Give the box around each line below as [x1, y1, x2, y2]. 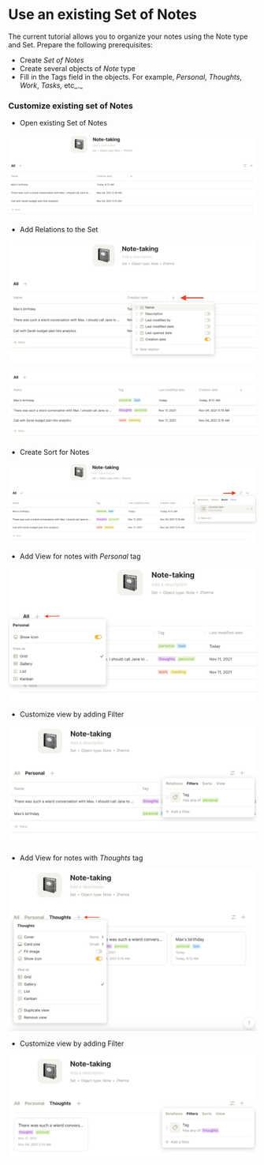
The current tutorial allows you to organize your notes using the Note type [8, 32, 248, 41]
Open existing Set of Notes [19, 118, 108, 128]
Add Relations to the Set [19, 225, 99, 235]
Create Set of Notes [19, 55, 84, 65]
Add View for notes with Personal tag [19, 551, 141, 562]
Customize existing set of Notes [8, 100, 134, 111]
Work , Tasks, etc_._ [19, 81, 83, 90]
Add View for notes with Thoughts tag [19, 853, 143, 862]
